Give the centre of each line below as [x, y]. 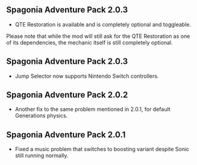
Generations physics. [41, 116]
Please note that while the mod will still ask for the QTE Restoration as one [98, 36]
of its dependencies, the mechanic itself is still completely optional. [89, 42]
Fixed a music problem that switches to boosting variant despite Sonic [102, 149]
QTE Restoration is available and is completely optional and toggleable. [103, 24]
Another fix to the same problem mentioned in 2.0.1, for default [92, 109]
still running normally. [42, 155]
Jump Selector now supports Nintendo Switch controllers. [87, 76]
